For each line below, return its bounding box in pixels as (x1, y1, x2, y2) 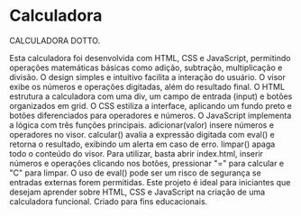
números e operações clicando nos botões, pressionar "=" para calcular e (9, 157, 285, 168)
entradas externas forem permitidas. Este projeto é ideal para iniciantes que (9, 176, 291, 187)
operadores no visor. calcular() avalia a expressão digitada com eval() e (9, 129, 275, 139)
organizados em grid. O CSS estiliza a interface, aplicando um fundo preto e (9, 100, 293, 111)
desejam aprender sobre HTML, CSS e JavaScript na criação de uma (9, 186, 266, 197)
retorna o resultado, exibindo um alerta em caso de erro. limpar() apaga (9, 139, 276, 149)
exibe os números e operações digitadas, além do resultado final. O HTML (9, 81, 286, 92)
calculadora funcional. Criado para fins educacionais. (9, 195, 208, 207)
